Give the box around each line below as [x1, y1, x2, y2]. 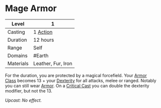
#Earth [33, 52, 48, 59]
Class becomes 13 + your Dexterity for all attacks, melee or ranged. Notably [5, 77, 157, 83]
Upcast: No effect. [5, 97, 42, 103]
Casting [7, 29, 25, 35]
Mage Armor [5, 3, 57, 14]
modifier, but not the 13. [5, 88, 52, 93]
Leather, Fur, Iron [33, 60, 73, 67]
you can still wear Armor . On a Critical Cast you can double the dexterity [5, 83, 149, 89]
